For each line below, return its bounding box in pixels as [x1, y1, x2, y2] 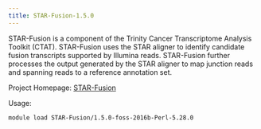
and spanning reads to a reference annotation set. [8, 67, 173, 76]
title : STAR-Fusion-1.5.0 [8, 11, 94, 20]
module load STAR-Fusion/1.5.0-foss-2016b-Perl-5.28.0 [8, 113, 194, 122]
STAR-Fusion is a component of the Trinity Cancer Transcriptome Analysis [8, 33, 252, 43]
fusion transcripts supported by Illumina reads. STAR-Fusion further [8, 50, 231, 60]
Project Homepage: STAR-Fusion [8, 83, 117, 92]
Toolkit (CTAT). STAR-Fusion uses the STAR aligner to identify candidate [8, 41, 245, 52]
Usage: [8, 98, 32, 107]
